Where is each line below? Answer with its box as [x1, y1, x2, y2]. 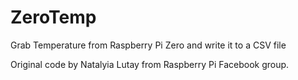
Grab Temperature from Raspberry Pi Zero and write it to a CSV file [10, 39, 287, 51]
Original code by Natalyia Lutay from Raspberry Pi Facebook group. [10, 58, 290, 70]
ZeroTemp [10, 6, 97, 29]
